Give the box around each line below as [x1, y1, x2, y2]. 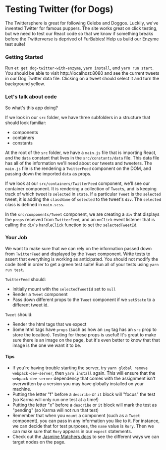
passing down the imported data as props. [5, 170, 92, 176]
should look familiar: [5, 120, 47, 126]
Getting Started [5, 53, 43, 60]
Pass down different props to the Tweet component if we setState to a [12, 297, 155, 302]
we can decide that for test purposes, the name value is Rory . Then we [12, 423, 154, 429]
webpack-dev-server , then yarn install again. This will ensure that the [12, 370, 156, 376]
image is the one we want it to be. [12, 342, 82, 348]
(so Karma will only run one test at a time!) [12, 397, 99, 403]
